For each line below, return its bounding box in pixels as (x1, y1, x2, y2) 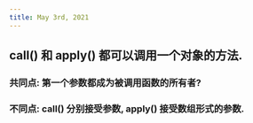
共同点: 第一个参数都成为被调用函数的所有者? (9, 76, 202, 88)
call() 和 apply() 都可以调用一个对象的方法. (9, 48, 242, 63)
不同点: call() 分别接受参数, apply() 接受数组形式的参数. (9, 103, 245, 115)
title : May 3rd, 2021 (9, 12, 90, 22)
